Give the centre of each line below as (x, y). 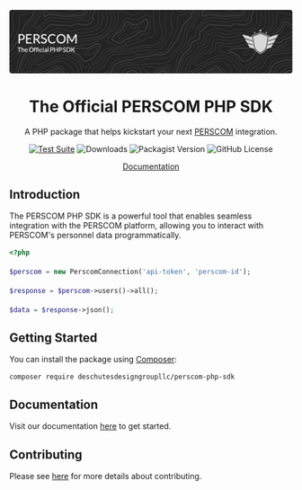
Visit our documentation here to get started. (90, 426)
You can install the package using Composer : (93, 360)
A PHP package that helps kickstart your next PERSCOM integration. (151, 131)
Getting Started (53, 338)
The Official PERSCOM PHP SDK (151, 107)
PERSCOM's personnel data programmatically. (95, 236)
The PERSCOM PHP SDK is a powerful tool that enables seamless (131, 216)
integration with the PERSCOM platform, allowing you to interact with (137, 226)
